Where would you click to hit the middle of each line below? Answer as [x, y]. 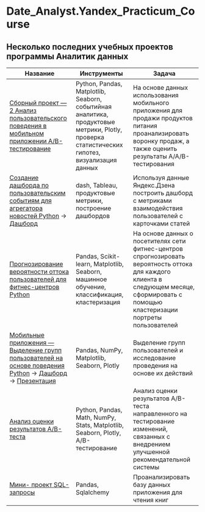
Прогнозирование [36, 264]
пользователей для [38, 279]
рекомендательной [162, 459]
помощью [148, 302]
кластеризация [98, 302]
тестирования [154, 164]
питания [145, 126]
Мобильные [27, 335]
